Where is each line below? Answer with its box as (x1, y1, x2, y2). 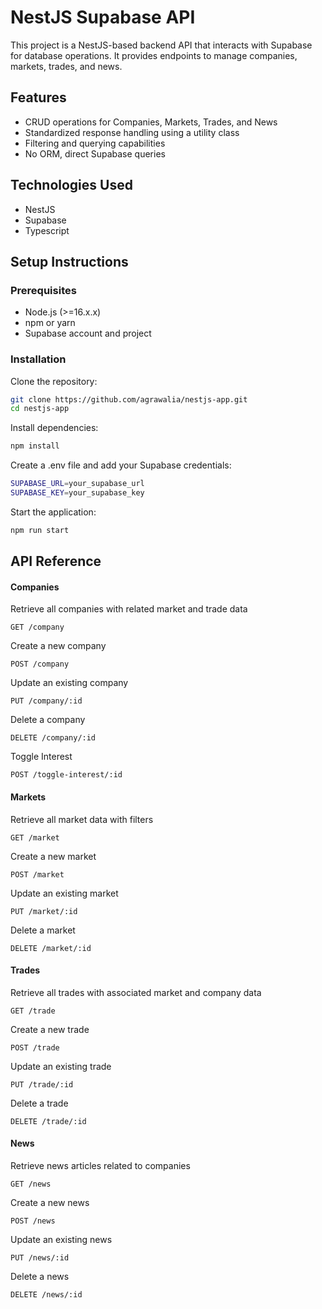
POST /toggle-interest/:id (10, 770, 123, 780)
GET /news (10, 1179, 52, 1189)
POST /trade (10, 1042, 60, 1053)
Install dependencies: (10, 422, 99, 434)
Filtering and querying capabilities (24, 137, 166, 149)
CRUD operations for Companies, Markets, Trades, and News (24, 116, 278, 128)
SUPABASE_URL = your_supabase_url (10, 479, 145, 489)
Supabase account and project (24, 327, 152, 340)
